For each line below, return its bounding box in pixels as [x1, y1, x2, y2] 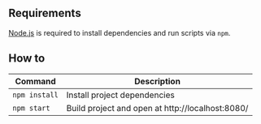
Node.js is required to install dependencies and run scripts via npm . [8, 28, 231, 37]
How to [8, 52, 46, 66]
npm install [12, 90, 59, 100]
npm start [12, 103, 50, 113]
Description [133, 75, 181, 87]
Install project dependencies [66, 89, 175, 100]
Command [15, 75, 57, 87]
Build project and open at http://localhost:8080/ [66, 102, 249, 113]
